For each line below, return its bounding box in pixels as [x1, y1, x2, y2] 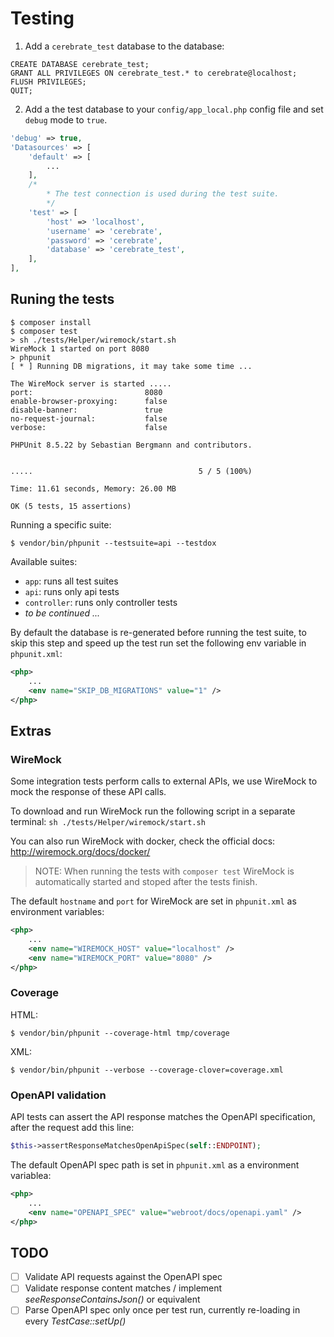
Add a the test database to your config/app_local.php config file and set [24, 103, 324, 115]
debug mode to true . [24, 113, 108, 126]
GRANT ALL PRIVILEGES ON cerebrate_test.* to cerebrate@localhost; [10, 68, 298, 78]
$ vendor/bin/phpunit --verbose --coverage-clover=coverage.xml [10, 1065, 284, 1075]
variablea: [10, 1169, 52, 1181]
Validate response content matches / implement [24, 1282, 223, 1294]
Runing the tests [10, 291, 115, 308]
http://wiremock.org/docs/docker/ [10, 846, 151, 858]
